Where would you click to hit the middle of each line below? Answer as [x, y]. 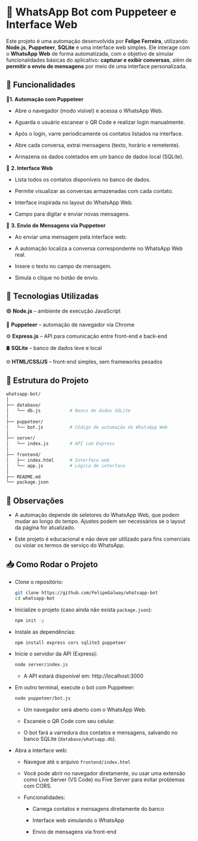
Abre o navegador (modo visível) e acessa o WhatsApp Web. [89, 110]
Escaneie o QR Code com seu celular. [69, 721]
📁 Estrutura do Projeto [47, 381]
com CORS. [38, 786]
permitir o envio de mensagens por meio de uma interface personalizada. [97, 66]
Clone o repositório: [39, 582]
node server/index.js [41, 665]
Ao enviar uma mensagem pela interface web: [71, 237]
